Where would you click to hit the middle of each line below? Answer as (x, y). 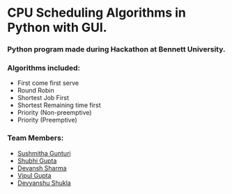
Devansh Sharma (42, 168)
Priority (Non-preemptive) (54, 113)
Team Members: (36, 138)
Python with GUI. (57, 27)
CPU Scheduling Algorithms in (97, 13)
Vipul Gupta (34, 175)
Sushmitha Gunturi (44, 153)
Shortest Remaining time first (59, 105)
